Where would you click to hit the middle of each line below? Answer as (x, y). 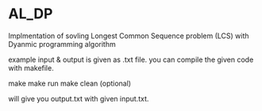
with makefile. (31, 67)
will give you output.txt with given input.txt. (79, 98)
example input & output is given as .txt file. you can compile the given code (131, 59)
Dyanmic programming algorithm (62, 44)
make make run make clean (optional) (70, 83)
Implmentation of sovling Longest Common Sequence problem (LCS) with (129, 36)
